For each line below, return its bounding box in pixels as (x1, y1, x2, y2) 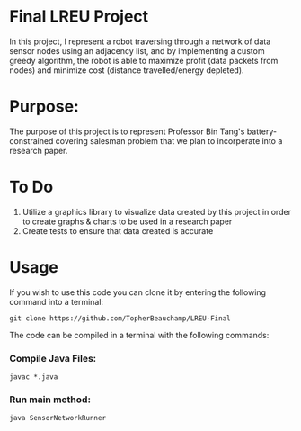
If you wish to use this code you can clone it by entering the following (9, 286, 267, 298)
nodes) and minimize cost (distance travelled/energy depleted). (9, 65, 244, 76)
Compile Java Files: (9, 352, 97, 364)
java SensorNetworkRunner (9, 414, 106, 423)
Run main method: (9, 393, 92, 406)
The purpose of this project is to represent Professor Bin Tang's (9, 126, 245, 137)
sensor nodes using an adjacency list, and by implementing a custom (9, 45, 265, 56)
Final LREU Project (9, 6, 149, 27)
